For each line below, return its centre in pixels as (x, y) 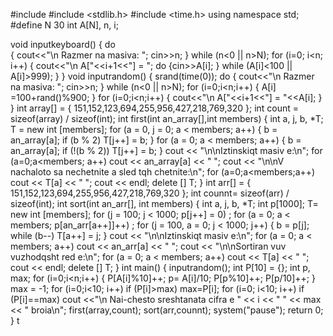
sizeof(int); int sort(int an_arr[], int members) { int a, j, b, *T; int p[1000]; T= (164, 203)
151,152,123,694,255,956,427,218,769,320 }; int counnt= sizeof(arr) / (150, 193)
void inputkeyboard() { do (63, 44)
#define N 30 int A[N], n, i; (64, 25)
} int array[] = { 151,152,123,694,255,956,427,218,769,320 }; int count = (155, 108)
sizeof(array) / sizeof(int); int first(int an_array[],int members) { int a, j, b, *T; (167, 118)
